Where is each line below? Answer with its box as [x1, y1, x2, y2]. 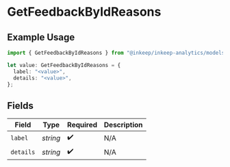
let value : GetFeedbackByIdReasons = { [7, 62, 121, 68]
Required [67, 120, 98, 130]
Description [103, 120, 143, 130]
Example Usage [7, 31, 75, 43]
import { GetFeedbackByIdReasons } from [7, 49, 125, 56]
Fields [7, 100, 34, 112]
